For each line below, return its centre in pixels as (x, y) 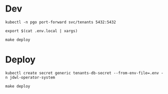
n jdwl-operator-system (30, 77)
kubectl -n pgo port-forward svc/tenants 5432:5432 (61, 22)
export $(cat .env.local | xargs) (42, 31)
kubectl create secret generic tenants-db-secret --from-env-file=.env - (85, 73)
